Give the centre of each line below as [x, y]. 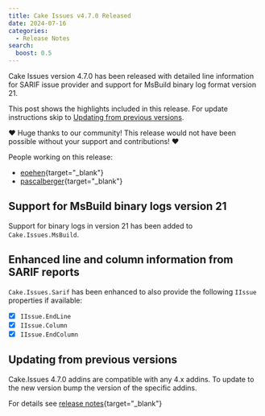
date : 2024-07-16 [37, 23]
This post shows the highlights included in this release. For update [118, 109]
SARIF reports [44, 272]
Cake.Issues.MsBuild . [44, 234]
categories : [28, 31]
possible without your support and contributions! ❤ [94, 141]
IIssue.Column [43, 325]
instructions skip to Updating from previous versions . [96, 117]
